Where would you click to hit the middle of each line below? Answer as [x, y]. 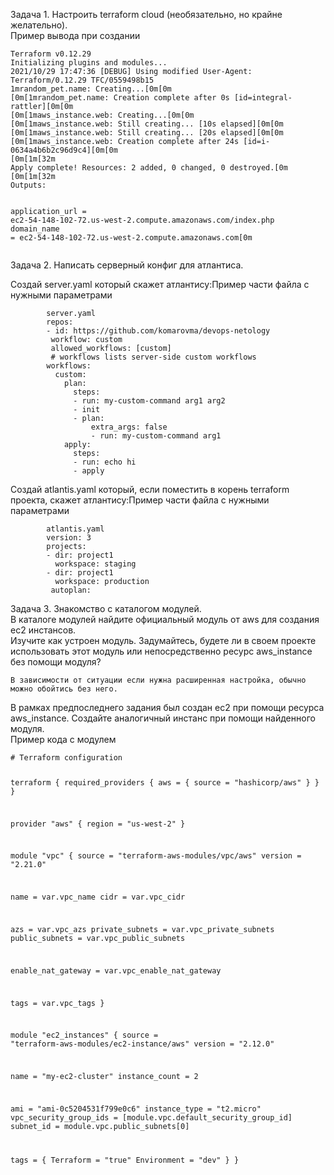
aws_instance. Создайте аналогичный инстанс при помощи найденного [163, 718]
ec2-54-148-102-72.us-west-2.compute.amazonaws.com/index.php [142, 220]
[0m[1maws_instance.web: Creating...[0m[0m [102, 115]
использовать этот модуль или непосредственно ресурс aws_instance [161, 651]
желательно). [39, 25]
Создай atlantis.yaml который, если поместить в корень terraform [150, 489]
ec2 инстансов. [43, 630]
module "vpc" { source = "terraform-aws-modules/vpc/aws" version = [156, 856]
